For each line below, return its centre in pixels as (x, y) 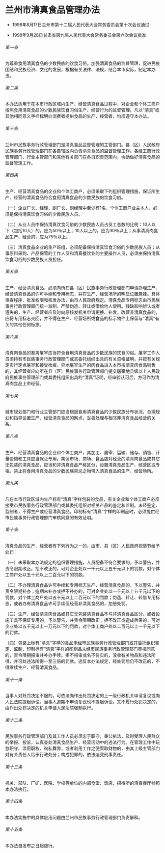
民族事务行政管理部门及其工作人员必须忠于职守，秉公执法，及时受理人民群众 (82, 736)
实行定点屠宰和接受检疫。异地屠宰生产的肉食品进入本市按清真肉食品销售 (82, 365)
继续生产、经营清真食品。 (35, 667)
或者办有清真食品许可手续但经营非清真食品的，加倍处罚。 (72, 603)
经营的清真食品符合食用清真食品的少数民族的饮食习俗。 (69, 197)
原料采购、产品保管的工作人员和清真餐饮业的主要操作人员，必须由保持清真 (84, 253)
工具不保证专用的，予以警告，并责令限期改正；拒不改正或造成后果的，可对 (84, 620)
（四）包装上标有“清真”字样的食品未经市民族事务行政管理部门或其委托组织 (80, 643)
